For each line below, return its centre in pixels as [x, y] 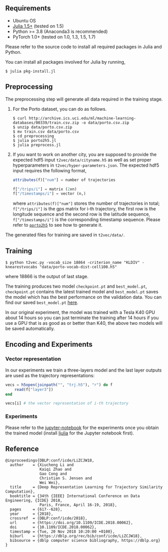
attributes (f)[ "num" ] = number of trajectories [64, 180]
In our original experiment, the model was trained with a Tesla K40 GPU [80, 313]
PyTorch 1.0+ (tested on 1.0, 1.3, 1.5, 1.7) [54, 37]
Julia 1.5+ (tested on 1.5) [38, 26]
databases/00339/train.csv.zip [46, 122]
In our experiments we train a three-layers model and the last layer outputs [83, 370]
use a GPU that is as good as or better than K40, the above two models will [84, 323]
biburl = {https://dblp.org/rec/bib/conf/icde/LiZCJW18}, [76, 536]
